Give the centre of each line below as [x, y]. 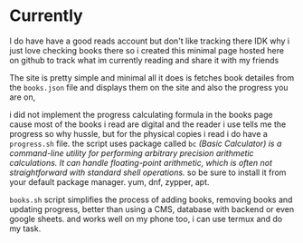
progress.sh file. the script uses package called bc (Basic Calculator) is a [146, 143]
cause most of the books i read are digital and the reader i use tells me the [148, 124]
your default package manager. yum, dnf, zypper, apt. [109, 181]
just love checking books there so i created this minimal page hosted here [147, 50]
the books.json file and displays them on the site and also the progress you [149, 87]
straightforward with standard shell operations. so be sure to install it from [148, 172]
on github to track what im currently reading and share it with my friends [144, 60]
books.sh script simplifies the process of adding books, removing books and [151, 199]
